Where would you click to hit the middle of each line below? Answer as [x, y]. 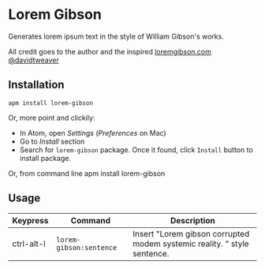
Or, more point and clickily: [52, 118]
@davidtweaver [34, 60]
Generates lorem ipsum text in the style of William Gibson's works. [116, 36]
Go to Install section [52, 141]
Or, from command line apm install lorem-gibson [87, 173]
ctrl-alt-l [29, 244]
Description [192, 220]
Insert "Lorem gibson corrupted [191, 234]
